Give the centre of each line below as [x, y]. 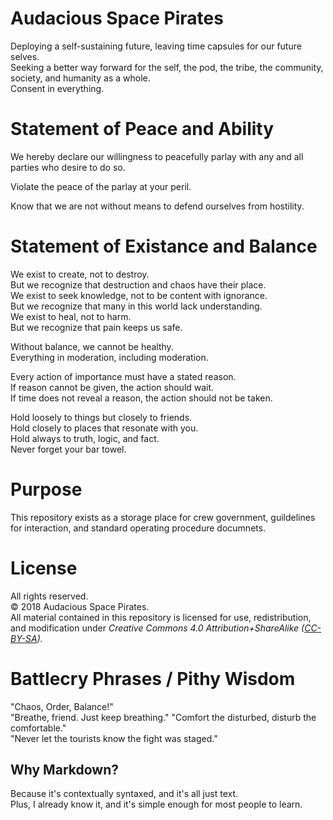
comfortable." [38, 728]
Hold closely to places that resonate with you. [104, 428]
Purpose [46, 489]
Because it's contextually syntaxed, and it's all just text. [124, 794]
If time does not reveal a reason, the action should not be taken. [141, 398]
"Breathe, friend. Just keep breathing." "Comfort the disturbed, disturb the [163, 717]
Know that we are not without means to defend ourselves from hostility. [157, 206]
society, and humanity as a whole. [80, 78]
